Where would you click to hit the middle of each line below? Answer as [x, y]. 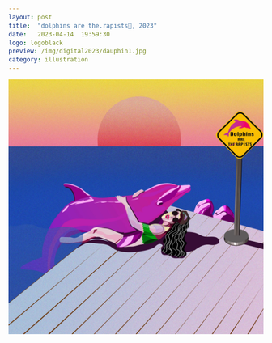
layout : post [30, 17]
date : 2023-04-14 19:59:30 [59, 34]
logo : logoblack [36, 43]
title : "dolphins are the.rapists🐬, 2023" [83, 25]
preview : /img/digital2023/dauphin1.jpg [78, 51]
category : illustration [49, 60]
